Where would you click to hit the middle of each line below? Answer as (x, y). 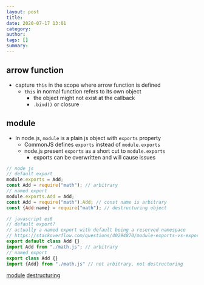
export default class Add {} (43, 241)
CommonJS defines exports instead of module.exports (92, 144)
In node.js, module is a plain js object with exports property (88, 138)
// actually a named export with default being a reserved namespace (96, 230)
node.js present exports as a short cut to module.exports (95, 151)
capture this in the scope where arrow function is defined (88, 85)
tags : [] (17, 40)
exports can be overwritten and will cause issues (94, 157)
